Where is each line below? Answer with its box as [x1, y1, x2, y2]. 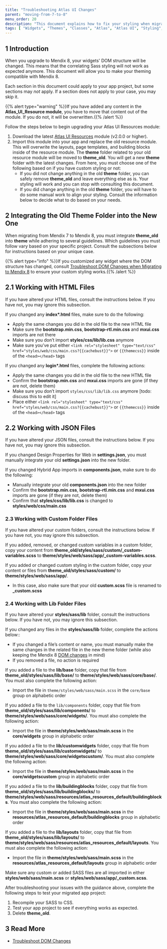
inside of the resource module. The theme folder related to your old [12, 149, 151, 155]
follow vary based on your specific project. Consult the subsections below [5, 243, 158, 249]
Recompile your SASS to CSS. [12, 899, 74, 906]
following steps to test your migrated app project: [5, 890, 106, 896]
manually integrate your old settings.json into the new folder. [5, 457, 131, 463]
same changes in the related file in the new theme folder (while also [12, 647, 151, 653]
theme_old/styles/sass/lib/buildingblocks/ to [5, 788, 100, 794]
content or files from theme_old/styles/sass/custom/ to [5, 567, 121, 573]
